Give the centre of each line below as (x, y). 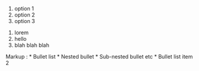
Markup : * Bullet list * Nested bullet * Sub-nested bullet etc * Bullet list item (99, 57)
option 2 (25, 15)
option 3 (25, 21)
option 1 (24, 9)
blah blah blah (31, 45)
